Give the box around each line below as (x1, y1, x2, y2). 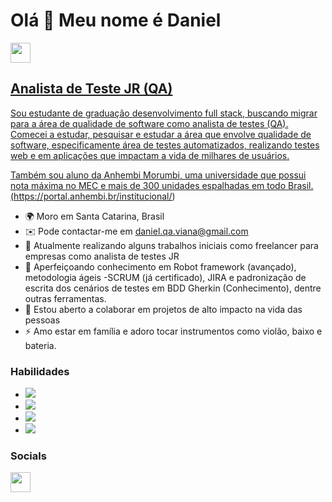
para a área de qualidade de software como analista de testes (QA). (10, 117, 289, 129)
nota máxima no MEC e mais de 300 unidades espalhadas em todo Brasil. (10, 179, 314, 191)
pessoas (24, 314, 61, 326)
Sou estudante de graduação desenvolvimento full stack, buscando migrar (10, 107, 318, 119)
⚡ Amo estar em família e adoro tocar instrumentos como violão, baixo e (24, 325, 323, 337)
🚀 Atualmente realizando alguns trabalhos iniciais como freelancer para (24, 239, 319, 251)
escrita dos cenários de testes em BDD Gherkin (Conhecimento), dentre (24, 282, 322, 294)
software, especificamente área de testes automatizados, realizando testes (10, 139, 320, 151)
